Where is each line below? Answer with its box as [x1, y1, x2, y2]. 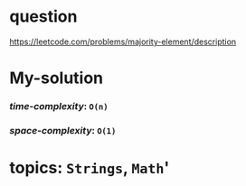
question [9, 6, 78, 27]
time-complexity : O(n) [9, 100, 109, 113]
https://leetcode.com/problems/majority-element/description [9, 36, 237, 47]
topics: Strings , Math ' [9, 158, 170, 178]
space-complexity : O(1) [9, 124, 117, 136]
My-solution [9, 68, 104, 88]
